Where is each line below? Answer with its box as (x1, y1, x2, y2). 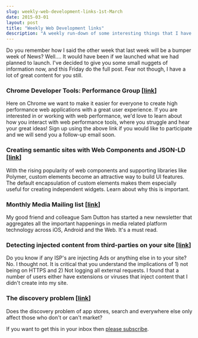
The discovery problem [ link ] (6, 294, 91, 303)
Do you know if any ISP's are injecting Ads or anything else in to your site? (6, 254, 187, 261)
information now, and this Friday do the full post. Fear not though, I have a (6, 65, 186, 73)
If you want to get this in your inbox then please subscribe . (6, 325, 149, 332)
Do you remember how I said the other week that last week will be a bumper (6, 47, 191, 54)
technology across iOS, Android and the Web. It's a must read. (6, 227, 158, 234)
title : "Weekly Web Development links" (6, 25, 105, 31)
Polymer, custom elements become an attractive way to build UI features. (6, 173, 185, 180)
